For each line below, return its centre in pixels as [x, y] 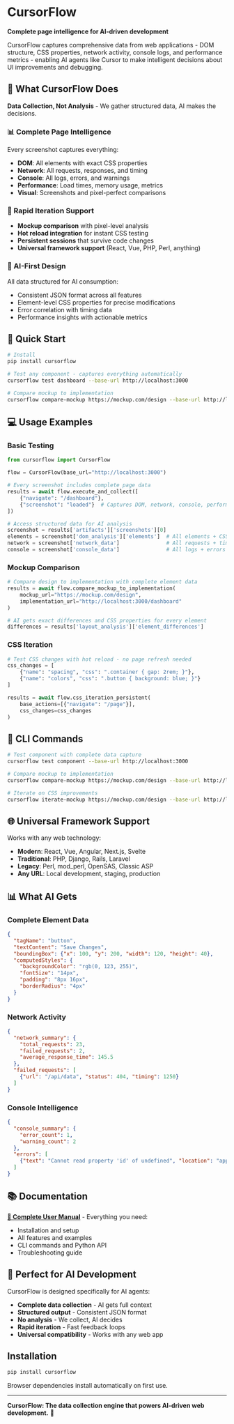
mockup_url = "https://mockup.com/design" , [80, 595]
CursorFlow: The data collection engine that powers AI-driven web [106, 1406]
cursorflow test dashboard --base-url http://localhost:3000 [98, 381]
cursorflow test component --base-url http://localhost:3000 [98, 761]
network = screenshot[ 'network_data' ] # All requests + [112, 543]
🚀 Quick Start [37, 339]
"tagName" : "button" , [45, 941]
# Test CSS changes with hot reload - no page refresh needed [99, 659]
